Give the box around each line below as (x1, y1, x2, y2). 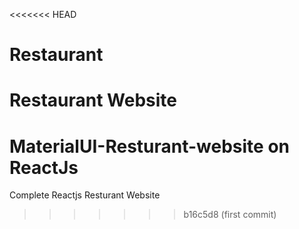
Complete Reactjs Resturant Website (9, 189, 161, 201)
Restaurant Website (9, 89, 177, 112)
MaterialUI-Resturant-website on (9, 135, 291, 158)
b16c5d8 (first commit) (183, 209, 277, 221)
